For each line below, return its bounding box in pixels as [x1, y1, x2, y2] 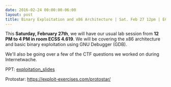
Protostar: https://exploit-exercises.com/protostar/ [5, 76, 111, 82]
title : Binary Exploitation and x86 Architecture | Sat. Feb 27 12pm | [5, 17, 160, 22]
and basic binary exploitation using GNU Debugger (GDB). [5, 41, 127, 48]
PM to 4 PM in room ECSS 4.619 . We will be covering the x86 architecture [5, 36, 160, 42]
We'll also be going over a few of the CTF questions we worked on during [5, 51, 159, 57]
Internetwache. [5, 57, 37, 63]
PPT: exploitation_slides [5, 66, 55, 72]
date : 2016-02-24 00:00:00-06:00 [5, 7, 76, 13]
